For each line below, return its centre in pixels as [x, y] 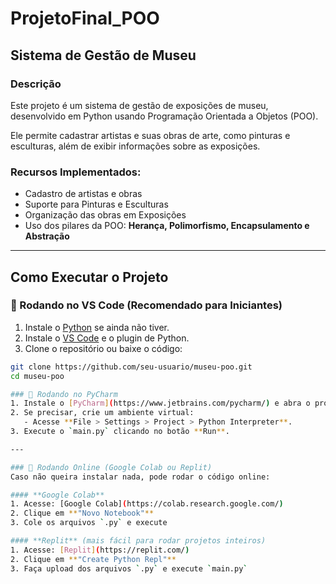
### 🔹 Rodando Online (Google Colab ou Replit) [111, 467]
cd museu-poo [37, 376]
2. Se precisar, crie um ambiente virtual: [102, 413]
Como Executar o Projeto [89, 277]
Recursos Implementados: [76, 172]
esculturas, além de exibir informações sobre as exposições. [135, 146]
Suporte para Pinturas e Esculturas [96, 204]
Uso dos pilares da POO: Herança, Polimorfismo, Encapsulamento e [167, 226]
